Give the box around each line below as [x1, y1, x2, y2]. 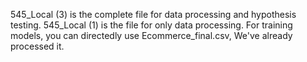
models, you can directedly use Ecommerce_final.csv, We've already [10, 30, 293, 41]
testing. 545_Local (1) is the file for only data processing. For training [10, 19, 293, 31]
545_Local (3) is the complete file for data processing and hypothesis [10, 9, 297, 20]
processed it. [10, 40, 65, 52]
